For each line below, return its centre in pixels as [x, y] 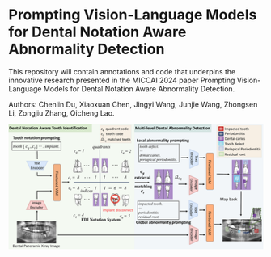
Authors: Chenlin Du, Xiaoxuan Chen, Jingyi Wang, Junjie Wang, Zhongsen [133, 104]
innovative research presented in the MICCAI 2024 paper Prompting [122, 80]
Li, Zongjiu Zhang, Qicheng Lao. [61, 113]
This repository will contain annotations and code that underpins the [122, 71]
